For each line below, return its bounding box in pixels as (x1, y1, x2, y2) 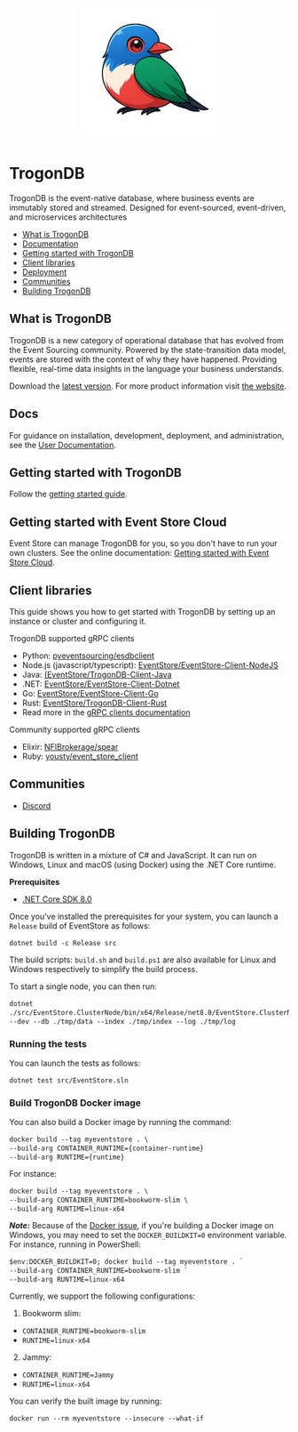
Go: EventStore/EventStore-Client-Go (21, 688, 160, 698)
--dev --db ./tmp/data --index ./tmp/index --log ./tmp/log (9, 1017, 237, 1026)
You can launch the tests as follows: (9, 1058, 141, 1068)
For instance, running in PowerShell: (9, 1239, 142, 1250)
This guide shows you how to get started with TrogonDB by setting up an (9, 607, 276, 616)
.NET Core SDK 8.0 (21, 893, 92, 905)
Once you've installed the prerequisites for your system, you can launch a (9, 911, 278, 921)
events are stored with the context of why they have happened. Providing (9, 354, 278, 365)
